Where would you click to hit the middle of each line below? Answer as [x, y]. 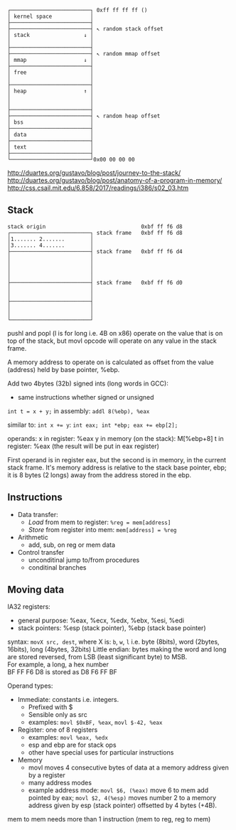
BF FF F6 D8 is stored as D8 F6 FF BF [62, 672]
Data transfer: [38, 514]
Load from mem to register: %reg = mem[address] [100, 522]
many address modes [60, 783]
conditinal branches [57, 567]
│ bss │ [50, 122]
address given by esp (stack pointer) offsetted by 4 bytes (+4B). [123, 805]
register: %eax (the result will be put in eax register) [84, 446]
